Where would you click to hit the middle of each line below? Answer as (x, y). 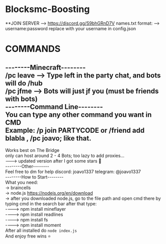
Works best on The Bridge (32, 150)
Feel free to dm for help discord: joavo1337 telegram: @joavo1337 (73, 172)
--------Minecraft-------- (46, 67)
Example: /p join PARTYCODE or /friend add (75, 130)
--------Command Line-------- (54, 107)
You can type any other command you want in (78, 114)
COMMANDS (33, 49)
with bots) (21, 99)
